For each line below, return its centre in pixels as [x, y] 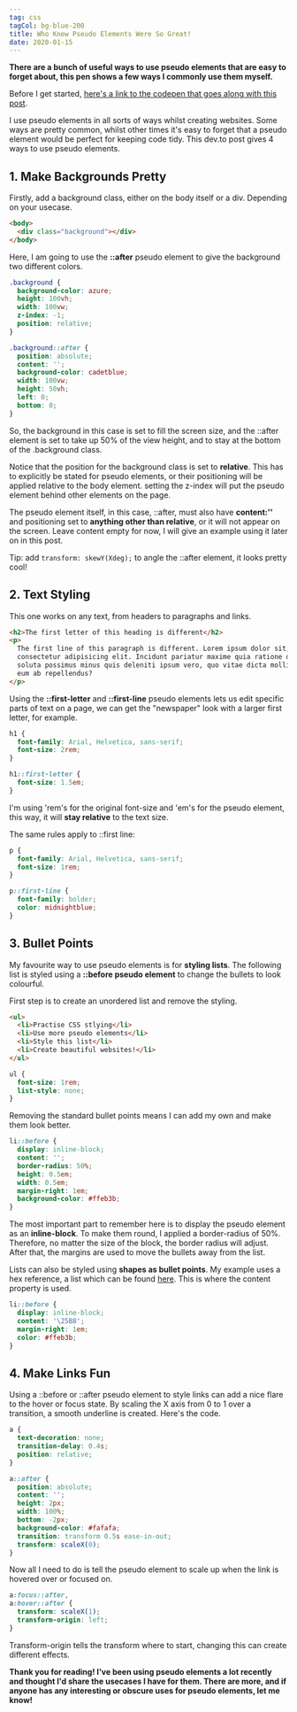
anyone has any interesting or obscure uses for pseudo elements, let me [145, 1690]
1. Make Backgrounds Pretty [88, 177]
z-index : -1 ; [41, 315]
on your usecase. [41, 207]
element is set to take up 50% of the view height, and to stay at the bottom [145, 440]
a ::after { [29, 1479]
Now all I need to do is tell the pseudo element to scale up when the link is [144, 1569]
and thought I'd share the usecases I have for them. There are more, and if [148, 1681]
